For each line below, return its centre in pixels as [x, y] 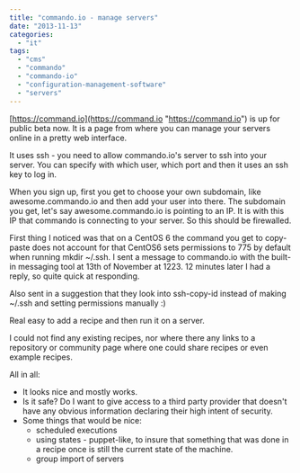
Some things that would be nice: [82, 420]
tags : [19, 51]
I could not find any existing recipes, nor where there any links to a [132, 337]
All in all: [25, 374]
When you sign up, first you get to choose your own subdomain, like [136, 192]
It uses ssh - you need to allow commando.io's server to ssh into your [138, 155]
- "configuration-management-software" [92, 85]
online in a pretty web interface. [68, 138]
